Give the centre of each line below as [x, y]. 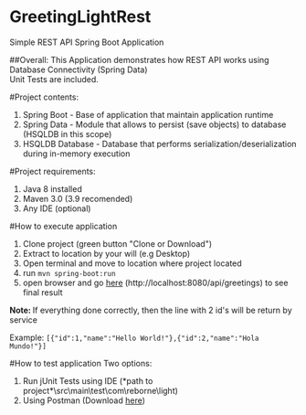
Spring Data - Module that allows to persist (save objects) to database [154, 124]
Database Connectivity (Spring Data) [79, 69]
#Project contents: [44, 97]
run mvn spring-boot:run [69, 272]
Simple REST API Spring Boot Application [87, 42]
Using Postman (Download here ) [84, 400]
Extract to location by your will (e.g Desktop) [106, 253]
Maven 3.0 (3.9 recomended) [78, 198]
